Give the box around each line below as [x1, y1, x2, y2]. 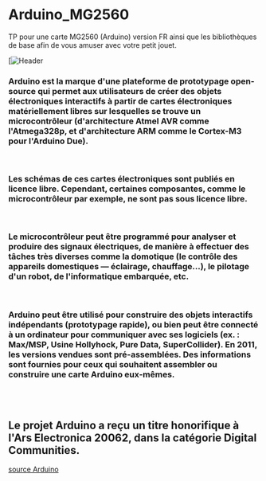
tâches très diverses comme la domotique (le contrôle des [8, 251, 238, 262]
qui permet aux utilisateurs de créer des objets [37, 85, 222, 96]
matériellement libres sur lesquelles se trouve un [8, 105, 201, 116]
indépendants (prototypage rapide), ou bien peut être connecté [8, 319, 259, 330]
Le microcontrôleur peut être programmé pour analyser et [8, 231, 237, 242]
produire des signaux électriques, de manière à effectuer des [8, 241, 249, 252]
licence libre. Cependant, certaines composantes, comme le [8, 183, 246, 194]
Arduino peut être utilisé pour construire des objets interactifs [8, 309, 253, 320]
